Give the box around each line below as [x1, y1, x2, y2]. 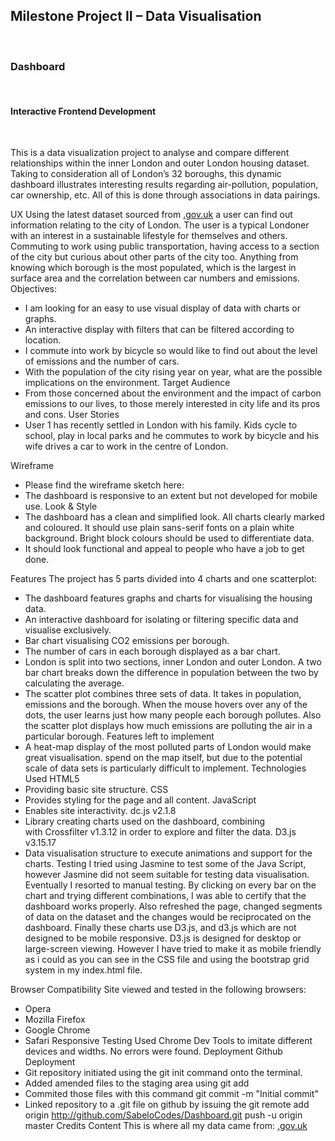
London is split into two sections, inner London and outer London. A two [24, 656, 322, 668]
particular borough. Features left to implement [24, 730, 215, 743]
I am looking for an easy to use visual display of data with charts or [24, 302, 301, 314]
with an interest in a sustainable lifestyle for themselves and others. [10, 230, 288, 242]
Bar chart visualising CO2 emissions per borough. [24, 635, 230, 647]
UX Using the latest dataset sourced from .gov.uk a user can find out [10, 209, 293, 221]
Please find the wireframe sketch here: [24, 479, 185, 491]
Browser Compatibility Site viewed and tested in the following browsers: [10, 984, 307, 996]
